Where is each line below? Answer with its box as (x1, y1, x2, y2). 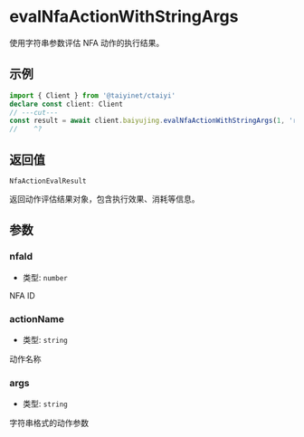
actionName (9, 312, 65, 325)
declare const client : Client (9, 100, 124, 109)
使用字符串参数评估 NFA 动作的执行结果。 (9, 37, 165, 48)
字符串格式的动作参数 (9, 418, 89, 429)
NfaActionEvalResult (9, 176, 88, 185)
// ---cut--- (9, 108, 59, 117)
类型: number (22, 271, 68, 282)
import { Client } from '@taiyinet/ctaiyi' (9, 90, 176, 100)
